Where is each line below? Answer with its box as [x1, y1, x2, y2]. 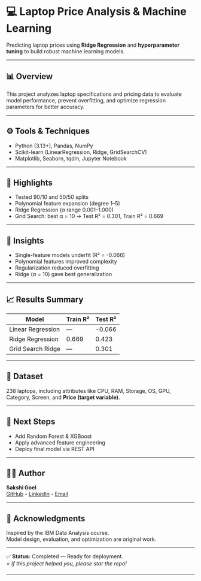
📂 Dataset [6, 371, 44, 382]
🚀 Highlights [6, 177, 53, 187]
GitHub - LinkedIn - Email [6, 491, 69, 498]
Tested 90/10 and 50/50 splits [14, 193, 89, 201]
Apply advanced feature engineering [14, 438, 106, 446]
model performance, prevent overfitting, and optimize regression [6, 96, 166, 104]
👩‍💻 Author [6, 468, 45, 479]
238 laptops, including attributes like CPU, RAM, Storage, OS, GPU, [6, 387, 172, 394]
